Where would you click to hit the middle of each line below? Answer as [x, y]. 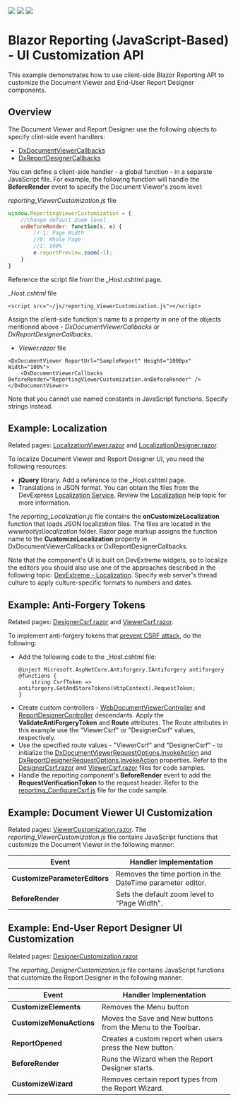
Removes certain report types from [159, 1079]
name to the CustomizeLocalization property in [78, 539]
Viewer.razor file [42, 348]
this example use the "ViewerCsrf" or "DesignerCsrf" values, [107, 730]
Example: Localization [58, 429]
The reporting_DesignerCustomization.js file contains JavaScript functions [116, 970]
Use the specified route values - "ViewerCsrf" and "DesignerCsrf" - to [120, 745]
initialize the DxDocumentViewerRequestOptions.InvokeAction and [115, 753]
